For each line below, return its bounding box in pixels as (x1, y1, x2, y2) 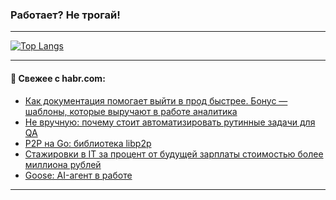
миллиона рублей (24, 158, 102, 170)
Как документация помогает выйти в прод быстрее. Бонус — (24, 94, 288, 107)
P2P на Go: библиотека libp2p (24, 137, 152, 149)
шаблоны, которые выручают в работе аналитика (24, 105, 238, 117)
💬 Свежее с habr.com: (10, 72, 106, 84)
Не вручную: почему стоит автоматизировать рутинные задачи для (24, 116, 316, 128)
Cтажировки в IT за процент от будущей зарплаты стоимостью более (24, 148, 324, 160)
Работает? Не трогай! (10, 8, 121, 22)
